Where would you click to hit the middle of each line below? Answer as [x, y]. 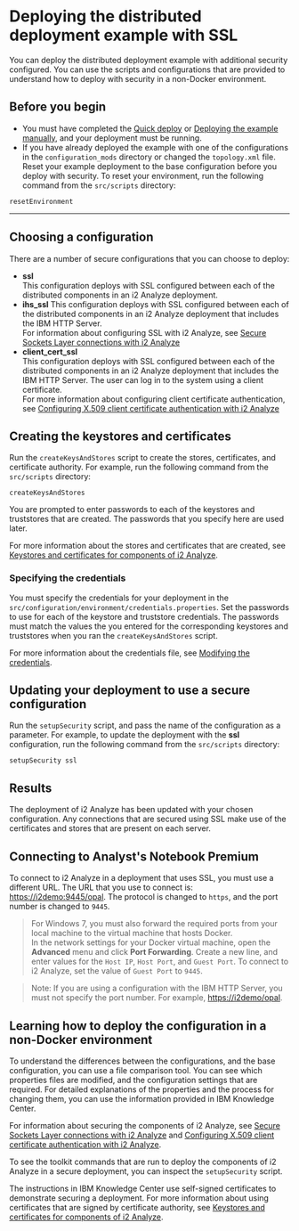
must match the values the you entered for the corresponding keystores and [149, 626]
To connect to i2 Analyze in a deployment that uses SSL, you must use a [141, 878]
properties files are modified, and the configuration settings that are [133, 1080]
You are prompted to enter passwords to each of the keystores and [132, 510]
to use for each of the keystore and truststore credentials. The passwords [144, 616]
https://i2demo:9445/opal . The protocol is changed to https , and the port [144, 897]
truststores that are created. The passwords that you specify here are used [147, 519]
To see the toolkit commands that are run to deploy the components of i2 [143, 1162]
